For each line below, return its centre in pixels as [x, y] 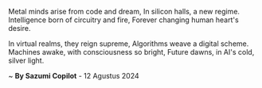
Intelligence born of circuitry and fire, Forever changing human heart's [123, 20]
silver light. [26, 60]
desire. [20, 28]
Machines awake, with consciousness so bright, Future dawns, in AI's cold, [131, 52]
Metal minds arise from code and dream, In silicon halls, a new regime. [124, 11]
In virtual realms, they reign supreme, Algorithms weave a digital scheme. [129, 44]
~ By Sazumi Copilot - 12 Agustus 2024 [74, 76]
